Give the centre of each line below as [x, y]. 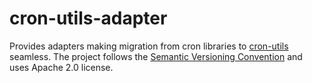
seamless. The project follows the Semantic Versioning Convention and [156, 56]
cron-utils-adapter [88, 18]
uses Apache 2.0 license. [61, 67]
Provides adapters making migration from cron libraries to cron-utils [149, 46]
